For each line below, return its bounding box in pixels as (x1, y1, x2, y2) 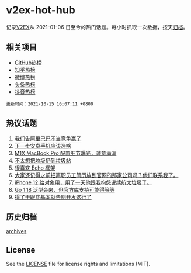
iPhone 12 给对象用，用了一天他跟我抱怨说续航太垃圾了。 (14, 179, 152, 186)
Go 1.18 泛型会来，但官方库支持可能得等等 (14, 186, 115, 193)
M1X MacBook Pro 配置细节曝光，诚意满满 (14, 150, 117, 157)
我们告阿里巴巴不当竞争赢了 (14, 135, 82, 142)
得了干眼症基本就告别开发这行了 (14, 193, 92, 201)
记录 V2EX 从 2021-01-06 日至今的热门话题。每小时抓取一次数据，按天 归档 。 (6, 23, 189, 30)
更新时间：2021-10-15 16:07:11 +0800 (6, 101, 93, 107)
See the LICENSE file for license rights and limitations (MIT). (6, 261, 151, 268)
